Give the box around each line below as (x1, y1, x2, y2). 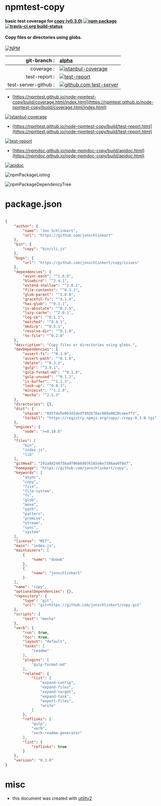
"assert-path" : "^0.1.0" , (23, 356, 76, 361)
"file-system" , (23, 488, 54, 494)
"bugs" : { (14, 255, 34, 260)
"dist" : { (14, 406, 34, 411)
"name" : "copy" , (14, 584, 48, 589)
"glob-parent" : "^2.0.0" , (23, 292, 76, 297)
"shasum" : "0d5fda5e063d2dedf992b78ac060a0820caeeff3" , (23, 411, 139, 416)
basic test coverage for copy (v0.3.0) (5, 18, 82, 24)
